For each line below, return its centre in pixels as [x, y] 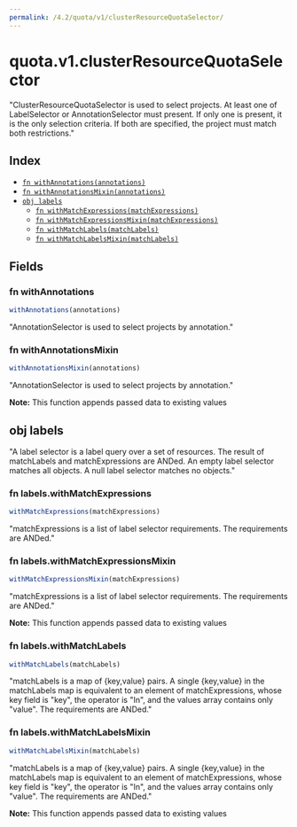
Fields [27, 266]
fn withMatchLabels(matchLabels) [97, 230]
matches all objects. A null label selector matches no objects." [122, 470]
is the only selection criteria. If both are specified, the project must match [143, 123]
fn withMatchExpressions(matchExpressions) [117, 211]
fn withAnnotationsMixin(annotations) [94, 192]
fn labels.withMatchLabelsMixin [80, 732]
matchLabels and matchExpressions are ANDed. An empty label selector [142, 461]
